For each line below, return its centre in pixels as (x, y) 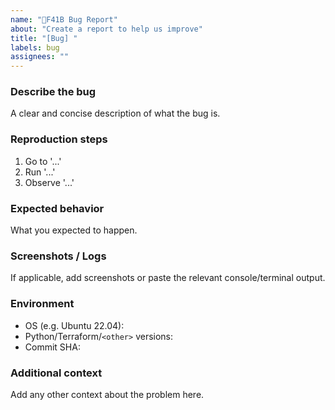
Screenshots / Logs (58, 256)
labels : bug (35, 47)
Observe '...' (49, 182)
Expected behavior (57, 208)
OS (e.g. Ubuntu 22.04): (74, 325)
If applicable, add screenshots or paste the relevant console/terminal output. (168, 278)
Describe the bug (53, 92)
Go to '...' (43, 161)
